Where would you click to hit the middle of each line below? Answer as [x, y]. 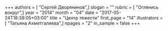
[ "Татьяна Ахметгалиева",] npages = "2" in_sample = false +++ [72, 23]
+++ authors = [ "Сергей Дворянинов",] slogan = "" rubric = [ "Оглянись [82, 7]
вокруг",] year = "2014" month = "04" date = [52, 12]
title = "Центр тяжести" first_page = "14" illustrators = [106, 18]
